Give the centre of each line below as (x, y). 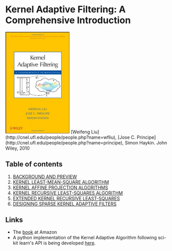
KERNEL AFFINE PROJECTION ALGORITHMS (60, 187)
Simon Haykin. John (146, 142)
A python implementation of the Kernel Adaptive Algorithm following (85, 238)
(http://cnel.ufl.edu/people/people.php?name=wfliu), (61, 137)
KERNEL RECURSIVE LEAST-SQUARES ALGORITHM (68, 193)
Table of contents (34, 164)
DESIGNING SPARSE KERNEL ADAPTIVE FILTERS (65, 204)
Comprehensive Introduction (68, 20)
